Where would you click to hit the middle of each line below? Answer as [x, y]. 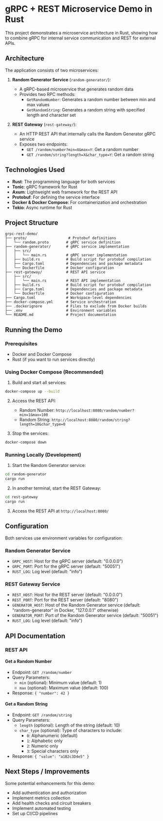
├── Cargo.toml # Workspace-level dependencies [68, 298]
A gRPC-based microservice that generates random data [76, 89]
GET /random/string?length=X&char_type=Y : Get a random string [90, 154]
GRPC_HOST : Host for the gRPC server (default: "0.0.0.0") [67, 561]
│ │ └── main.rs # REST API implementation [63, 281]
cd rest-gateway [21, 497]
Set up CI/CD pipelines [35, 813]
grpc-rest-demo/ [21, 234]
